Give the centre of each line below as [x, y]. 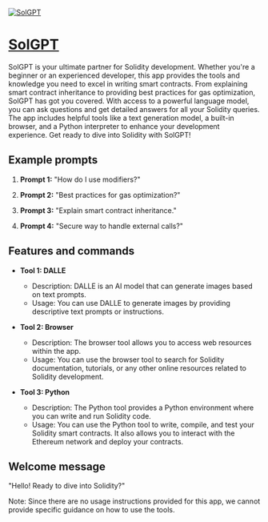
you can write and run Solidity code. [92, 416]
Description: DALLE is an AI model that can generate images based [142, 286]
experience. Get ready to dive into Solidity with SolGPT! [100, 135]
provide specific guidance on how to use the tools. [92, 510]
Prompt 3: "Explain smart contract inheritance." [98, 210]
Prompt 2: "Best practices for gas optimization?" [100, 195]
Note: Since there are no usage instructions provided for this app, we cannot [134, 501]
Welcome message [57, 466]
